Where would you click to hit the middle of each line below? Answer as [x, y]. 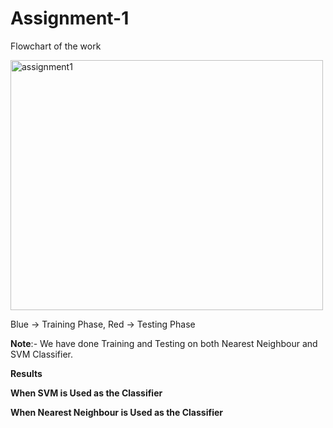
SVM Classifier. [42, 354]
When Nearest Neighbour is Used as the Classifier [116, 412]
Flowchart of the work [56, 46]
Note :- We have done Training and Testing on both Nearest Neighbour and [164, 343]
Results [26, 373]
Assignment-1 [70, 18]
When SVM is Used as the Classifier [86, 393]
